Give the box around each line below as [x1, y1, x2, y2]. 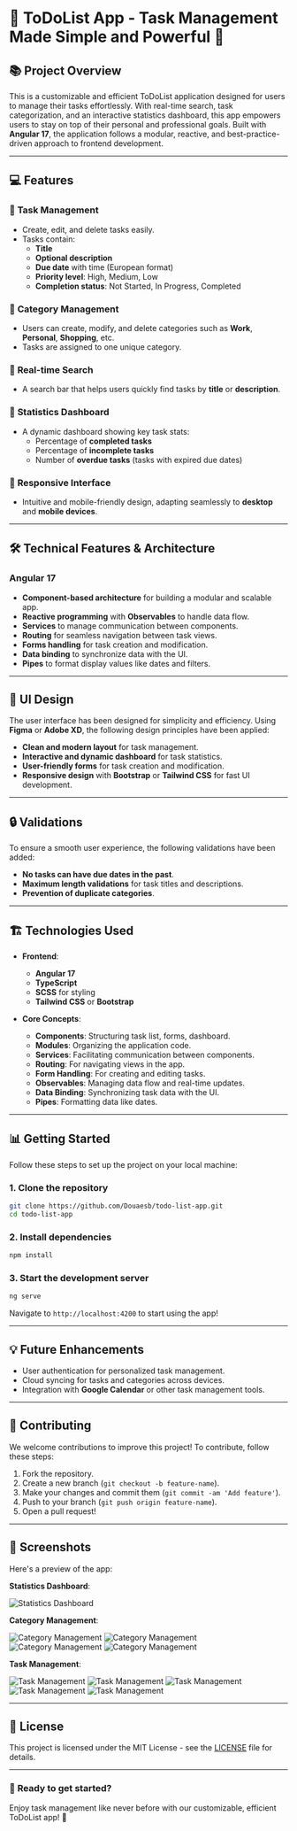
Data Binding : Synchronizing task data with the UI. [34, 1087, 220, 1097]
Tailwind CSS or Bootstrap [34, 996, 134, 1007]
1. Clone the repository [9, 1181, 109, 1194]
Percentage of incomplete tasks [34, 444, 155, 455]
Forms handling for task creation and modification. [21, 639, 209, 650]
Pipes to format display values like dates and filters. [21, 658, 211, 668]
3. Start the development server [9, 1271, 149, 1284]
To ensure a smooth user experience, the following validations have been [9, 843, 276, 854]
